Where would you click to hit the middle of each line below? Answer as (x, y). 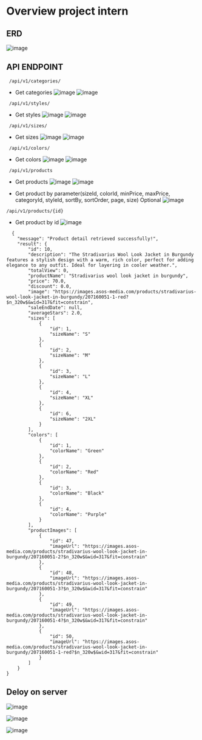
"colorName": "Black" (77, 493)
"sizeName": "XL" (72, 398)
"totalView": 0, (49, 270)
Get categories (34, 92)
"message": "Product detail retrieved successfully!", (88, 238)
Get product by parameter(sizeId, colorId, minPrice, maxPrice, (93, 193)
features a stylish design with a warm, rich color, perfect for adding (100, 260)
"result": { (32, 244)
